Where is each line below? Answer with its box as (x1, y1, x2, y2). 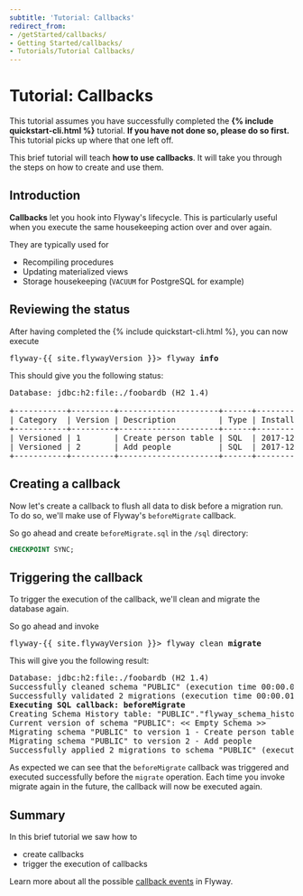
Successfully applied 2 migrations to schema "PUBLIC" (9, 745, 257, 755)
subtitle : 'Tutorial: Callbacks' (9, 13, 135, 23)
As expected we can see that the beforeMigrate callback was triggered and (9, 762, 289, 773)
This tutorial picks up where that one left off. (9, 135, 174, 145)
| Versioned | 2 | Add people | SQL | (9, 442, 257, 452)
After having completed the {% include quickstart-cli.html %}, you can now (9, 326, 289, 337)
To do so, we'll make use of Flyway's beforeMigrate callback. (9, 509, 237, 520)
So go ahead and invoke (9, 621, 99, 632)
